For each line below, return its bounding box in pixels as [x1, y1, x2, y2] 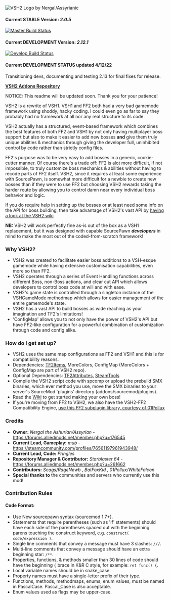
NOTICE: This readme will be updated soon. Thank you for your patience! [5, 93, 158, 99]
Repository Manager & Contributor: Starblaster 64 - [12, 455, 123, 462]
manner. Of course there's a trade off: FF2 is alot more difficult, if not [18, 160, 163, 166]
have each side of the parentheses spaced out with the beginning [12, 524, 150, 530]
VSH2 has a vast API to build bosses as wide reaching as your [12, 305, 142, 311]
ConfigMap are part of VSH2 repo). [12, 367, 86, 374]
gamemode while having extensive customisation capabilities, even [12, 262, 153, 268]
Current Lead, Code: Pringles [12, 450, 75, 456]
